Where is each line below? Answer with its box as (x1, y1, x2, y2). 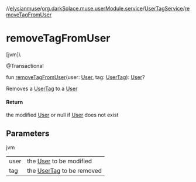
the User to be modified (27, 157, 92, 165)
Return (6, 98, 23, 105)
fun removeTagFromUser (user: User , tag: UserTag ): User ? (6, 73, 145, 81)
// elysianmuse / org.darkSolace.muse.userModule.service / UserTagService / (6, 5, 185, 12)
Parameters (6, 128, 50, 138)
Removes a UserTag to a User (6, 85, 78, 92)
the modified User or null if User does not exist (6, 111, 119, 119)
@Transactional (6, 62, 44, 69)
